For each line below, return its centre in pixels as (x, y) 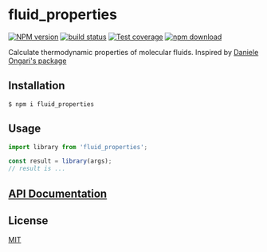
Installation (37, 86)
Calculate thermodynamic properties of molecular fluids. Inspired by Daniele (133, 52)
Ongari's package (37, 61)
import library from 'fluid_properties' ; (78, 147)
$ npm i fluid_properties (51, 104)
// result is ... (37, 169)
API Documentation (58, 193)
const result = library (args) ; (60, 161)
